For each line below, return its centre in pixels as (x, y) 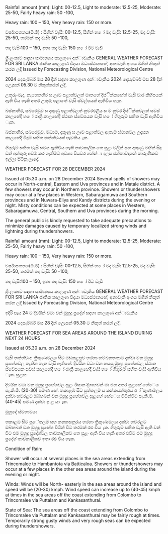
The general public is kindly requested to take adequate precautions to (78, 220)
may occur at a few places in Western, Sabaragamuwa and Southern (76, 195)
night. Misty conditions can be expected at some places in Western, (75, 205)
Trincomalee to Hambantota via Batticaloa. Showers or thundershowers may (84, 464)
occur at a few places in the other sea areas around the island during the (80, 469)
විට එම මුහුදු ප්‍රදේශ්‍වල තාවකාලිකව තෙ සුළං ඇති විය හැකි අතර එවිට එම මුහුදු (79, 433)
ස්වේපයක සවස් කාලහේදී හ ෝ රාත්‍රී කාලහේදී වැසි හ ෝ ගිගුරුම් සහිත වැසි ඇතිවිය (83, 369)
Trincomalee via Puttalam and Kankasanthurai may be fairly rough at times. (83, 515)
